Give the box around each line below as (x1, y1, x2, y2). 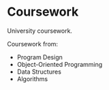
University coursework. (7, 27, 73, 35)
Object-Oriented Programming (16, 60, 103, 68)
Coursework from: (7, 40, 59, 48)
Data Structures (16, 67, 61, 76)
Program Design (16, 52, 63, 61)
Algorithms (16, 74, 48, 82)
